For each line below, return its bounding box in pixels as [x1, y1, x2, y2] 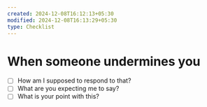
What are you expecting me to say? [17, 85, 120, 93]
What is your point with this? [17, 92, 100, 101]
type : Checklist [7, 23, 55, 30]
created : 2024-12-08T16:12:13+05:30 [7, 10, 114, 17]
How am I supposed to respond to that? [17, 76, 131, 85]
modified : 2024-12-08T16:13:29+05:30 [7, 17, 117, 24]
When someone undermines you [7, 53, 201, 69]
